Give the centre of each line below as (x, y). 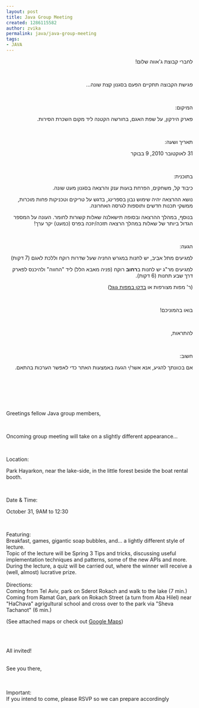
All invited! (19, 651)
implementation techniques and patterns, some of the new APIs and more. (97, 559)
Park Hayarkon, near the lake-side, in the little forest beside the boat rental (97, 470)
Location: (17, 459)
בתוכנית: (183, 176)
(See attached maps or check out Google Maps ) (65, 621)
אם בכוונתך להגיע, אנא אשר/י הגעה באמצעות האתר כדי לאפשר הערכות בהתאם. (104, 367)
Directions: (19, 585)
